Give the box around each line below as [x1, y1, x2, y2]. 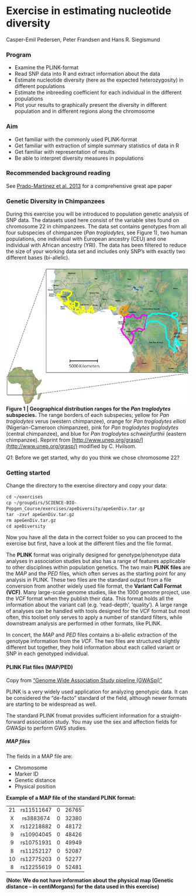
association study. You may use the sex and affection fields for [26, 718, 177, 725]
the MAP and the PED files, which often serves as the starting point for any [6, 570, 186, 577]
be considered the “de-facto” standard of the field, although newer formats [6, 694, 187, 701]
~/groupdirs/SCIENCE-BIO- [13, 500, 77, 506]
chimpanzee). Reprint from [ [6, 436, 74, 444]
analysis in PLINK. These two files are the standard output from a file [6, 577, 171, 584]
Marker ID [14, 770, 39, 777]
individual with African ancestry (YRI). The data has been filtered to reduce [6, 242, 187, 249]
